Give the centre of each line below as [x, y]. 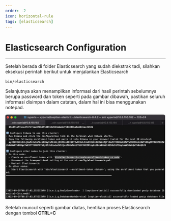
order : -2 [16, 11]
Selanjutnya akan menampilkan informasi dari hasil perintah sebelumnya [81, 91]
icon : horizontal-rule [29, 16]
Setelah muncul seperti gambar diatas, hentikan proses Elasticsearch [78, 207]
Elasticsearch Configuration [66, 47]
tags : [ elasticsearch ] [29, 21]
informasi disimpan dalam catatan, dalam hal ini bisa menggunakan [76, 102]
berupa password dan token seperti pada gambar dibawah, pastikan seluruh [85, 96]
